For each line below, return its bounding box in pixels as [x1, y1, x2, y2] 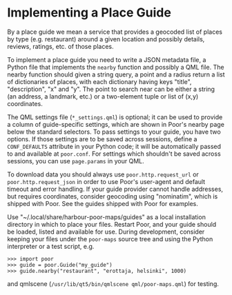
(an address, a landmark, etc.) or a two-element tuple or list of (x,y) [7, 92, 199, 101]
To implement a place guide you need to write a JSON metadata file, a [7, 55, 206, 63]
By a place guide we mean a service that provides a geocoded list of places [7, 28, 223, 36]
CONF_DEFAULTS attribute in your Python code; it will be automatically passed [7, 142, 222, 150]
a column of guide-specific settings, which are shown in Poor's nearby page [7, 120, 224, 128]
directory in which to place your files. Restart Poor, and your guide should [7, 220, 217, 228]
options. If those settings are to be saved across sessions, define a [7, 134, 197, 143]
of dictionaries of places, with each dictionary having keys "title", [7, 77, 192, 85]
